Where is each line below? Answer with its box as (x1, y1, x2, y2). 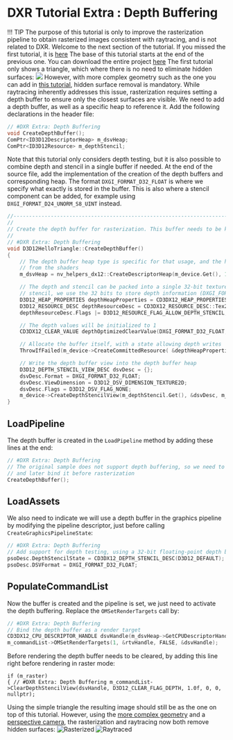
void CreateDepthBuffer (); (7, 130, 85, 137)
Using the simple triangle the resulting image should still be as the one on (7, 703, 217, 712)
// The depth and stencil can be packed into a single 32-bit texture (19, 283, 228, 291)
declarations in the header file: (7, 110, 95, 118)
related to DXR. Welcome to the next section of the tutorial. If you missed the (7, 42, 226, 51)
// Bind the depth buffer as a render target (7, 626, 141, 633)
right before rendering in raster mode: (7, 659, 116, 668)
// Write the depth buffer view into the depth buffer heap (19, 360, 197, 367)
